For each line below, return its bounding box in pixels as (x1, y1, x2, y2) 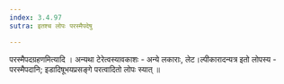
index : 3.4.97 (9, 13, 63, 22)
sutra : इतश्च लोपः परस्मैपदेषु (9, 21, 93, 30)
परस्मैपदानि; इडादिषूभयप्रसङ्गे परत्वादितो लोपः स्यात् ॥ (9, 63, 160, 74)
